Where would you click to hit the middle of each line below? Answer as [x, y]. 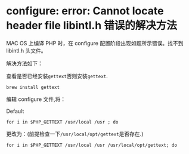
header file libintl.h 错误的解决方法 [92, 26]
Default [15, 111]
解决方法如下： [24, 63]
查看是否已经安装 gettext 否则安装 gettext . [57, 76]
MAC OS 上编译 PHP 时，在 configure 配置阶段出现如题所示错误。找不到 [95, 43]
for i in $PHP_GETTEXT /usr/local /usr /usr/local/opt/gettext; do [92, 145]
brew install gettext [33, 87]
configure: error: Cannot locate [85, 11]
